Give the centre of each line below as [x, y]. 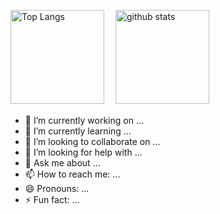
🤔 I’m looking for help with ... [83, 152]
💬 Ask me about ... [62, 163]
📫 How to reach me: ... [72, 174]
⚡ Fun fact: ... [52, 199]
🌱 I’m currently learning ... [78, 131]
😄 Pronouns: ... [57, 188]
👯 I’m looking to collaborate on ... [92, 141]
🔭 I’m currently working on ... [84, 120]
